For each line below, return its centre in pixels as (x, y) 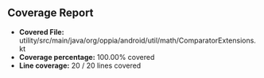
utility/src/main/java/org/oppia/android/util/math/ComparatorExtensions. (137, 40)
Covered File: (41, 32)
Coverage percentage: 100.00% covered (87, 57)
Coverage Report (50, 13)
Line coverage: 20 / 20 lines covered (80, 65)
